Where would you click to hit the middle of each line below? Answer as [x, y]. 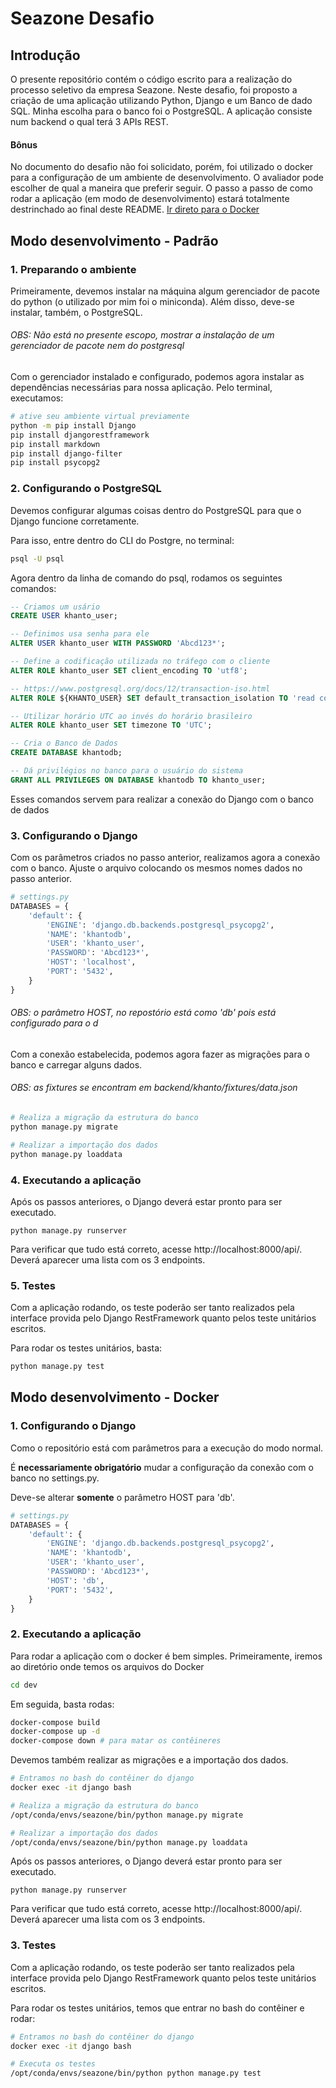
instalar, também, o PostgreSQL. [76, 312]
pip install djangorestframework [80, 435]
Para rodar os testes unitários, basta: [86, 1348]
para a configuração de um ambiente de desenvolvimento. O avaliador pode [167, 178]
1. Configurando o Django [73, 1426]
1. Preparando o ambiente [73, 269]
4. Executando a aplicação [76, 1180]
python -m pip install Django [73, 425]
